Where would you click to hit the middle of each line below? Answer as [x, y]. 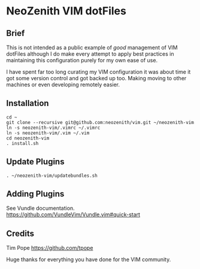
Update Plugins [35, 162]
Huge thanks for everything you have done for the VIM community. [89, 259]
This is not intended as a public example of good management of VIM [92, 47]
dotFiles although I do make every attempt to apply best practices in [90, 54]
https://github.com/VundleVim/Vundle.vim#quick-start [73, 214]
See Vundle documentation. [40, 208]
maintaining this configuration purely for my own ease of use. [82, 60]
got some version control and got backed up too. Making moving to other [96, 78]
